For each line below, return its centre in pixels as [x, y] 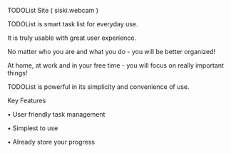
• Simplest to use [33, 128]
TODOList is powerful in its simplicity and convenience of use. [99, 87]
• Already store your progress [51, 142]
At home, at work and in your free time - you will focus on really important [116, 65]
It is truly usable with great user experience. [72, 38]
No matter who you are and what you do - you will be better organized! [112, 52]
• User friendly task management [56, 114]
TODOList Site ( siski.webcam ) [53, 10]
